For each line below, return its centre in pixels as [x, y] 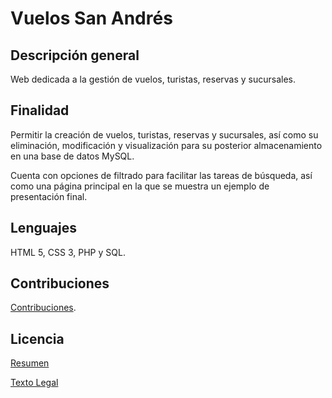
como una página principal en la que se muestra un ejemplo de [140, 186]
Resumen [30, 363]
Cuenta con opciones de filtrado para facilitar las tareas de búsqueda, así [161, 175]
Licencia [37, 338]
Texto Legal [34, 383]
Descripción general [75, 55]
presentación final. [49, 196]
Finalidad [40, 110]
